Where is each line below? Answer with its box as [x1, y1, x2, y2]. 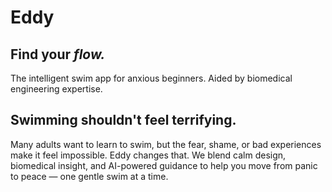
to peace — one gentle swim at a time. [10, 170, 169, 182]
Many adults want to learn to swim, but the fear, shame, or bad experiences [10, 138, 322, 150]
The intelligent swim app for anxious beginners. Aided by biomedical [10, 72, 293, 84]
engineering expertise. [10, 83, 103, 95]
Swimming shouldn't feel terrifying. [10, 112, 237, 129]
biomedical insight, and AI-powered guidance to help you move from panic [10, 159, 318, 171]
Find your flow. [10, 46, 106, 63]
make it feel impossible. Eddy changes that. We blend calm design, [10, 149, 287, 161]
